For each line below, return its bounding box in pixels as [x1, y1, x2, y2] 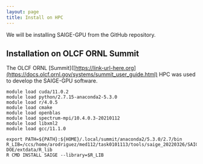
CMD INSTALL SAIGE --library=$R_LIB [11, 152, 104, 159]
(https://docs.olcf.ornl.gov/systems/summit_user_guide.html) [6, 71, 158, 78]
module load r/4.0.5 [6, 99, 59, 106]
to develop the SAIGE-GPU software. [6, 77, 98, 84]
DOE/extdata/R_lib [6, 147, 53, 153]
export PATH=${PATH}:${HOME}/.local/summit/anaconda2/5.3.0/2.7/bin [6, 136, 182, 142]
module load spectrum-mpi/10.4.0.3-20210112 [6, 115, 120, 121]
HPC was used [159, 71, 196, 78]
